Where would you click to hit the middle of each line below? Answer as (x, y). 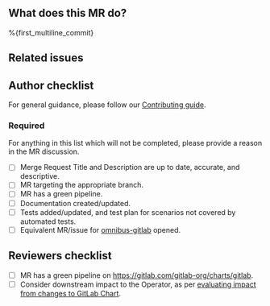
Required (27, 126)
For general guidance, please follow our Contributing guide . (107, 105)
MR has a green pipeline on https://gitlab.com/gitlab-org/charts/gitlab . (137, 275)
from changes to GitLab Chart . (71, 293)
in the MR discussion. (44, 151)
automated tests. (48, 221)
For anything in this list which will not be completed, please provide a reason (135, 143)
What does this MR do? (68, 13)
